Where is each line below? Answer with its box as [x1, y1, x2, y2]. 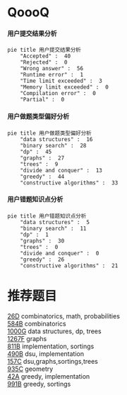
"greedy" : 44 [20, 173, 65, 180]
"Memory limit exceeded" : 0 [20, 84, 109, 91]
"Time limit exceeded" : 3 [20, 77, 102, 85]
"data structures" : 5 [20, 218, 90, 226]
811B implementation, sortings [7, 342, 95, 350]
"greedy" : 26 [20, 256, 65, 263]
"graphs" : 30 [20, 237, 65, 245]
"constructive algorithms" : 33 [20, 179, 119, 187]
